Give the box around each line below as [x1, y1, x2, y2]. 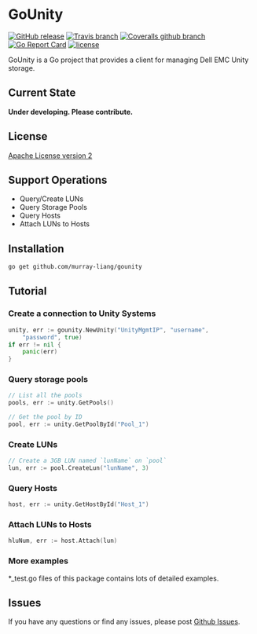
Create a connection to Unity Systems [8, 308, 156, 319]
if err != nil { [8, 340, 61, 349]
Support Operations [8, 173, 108, 186]
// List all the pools [8, 391, 83, 400]
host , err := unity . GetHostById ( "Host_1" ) [8, 500, 149, 508]
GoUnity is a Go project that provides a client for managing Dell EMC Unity [8, 55, 249, 64]
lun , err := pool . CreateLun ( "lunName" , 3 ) [8, 464, 149, 472]
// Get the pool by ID [8, 413, 83, 421]
